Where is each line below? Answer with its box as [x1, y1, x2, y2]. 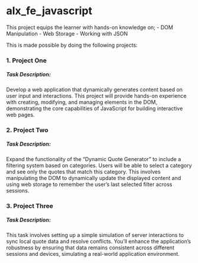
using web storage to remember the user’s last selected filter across [6, 181, 173, 188]
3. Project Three [6, 201, 53, 210]
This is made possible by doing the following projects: [6, 41, 138, 49]
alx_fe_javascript [6, 4, 92, 18]
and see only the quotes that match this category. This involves [6, 168, 161, 175]
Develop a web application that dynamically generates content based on [6, 86, 183, 93]
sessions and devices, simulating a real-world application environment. [6, 250, 180, 257]
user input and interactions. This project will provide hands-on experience [6, 92, 187, 99]
